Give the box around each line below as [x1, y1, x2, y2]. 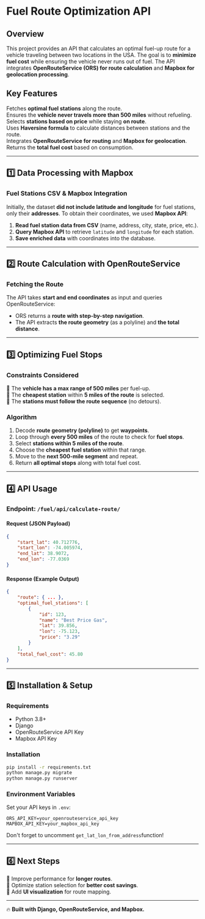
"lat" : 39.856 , [38, 623, 78, 629]
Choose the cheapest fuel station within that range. [15, 446, 146, 453]
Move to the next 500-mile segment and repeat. [15, 453, 138, 460]
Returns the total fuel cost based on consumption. [6, 144, 134, 151]
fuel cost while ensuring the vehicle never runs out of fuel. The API [6, 58, 175, 65]
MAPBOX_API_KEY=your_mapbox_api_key [6, 821, 99, 827]
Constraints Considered [6, 371, 79, 379]
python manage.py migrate [6, 770, 72, 776]
